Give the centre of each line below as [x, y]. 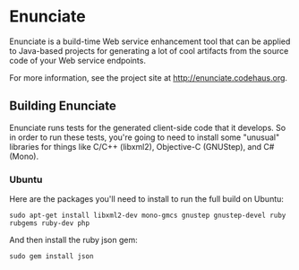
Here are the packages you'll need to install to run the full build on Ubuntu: [147, 199]
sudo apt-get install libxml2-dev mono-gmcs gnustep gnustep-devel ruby [148, 216]
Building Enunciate [63, 106]
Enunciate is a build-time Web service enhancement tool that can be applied [150, 41]
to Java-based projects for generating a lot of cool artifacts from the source [149, 50]
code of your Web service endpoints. [77, 60]
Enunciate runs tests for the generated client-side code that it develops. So [148, 127]
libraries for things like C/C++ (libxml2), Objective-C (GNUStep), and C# [142, 146]
